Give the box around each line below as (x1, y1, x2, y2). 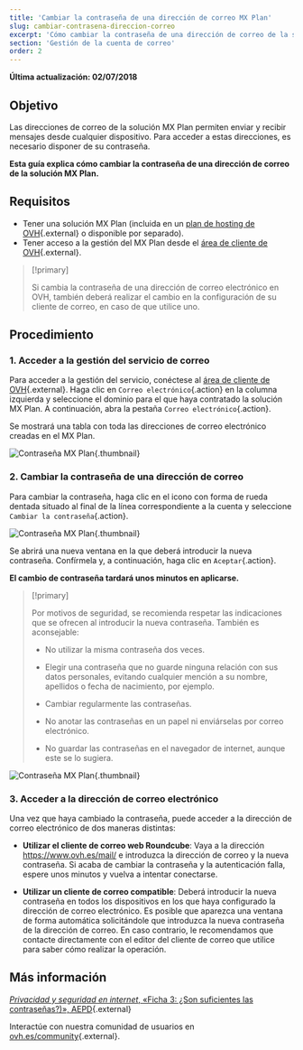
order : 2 (9, 47, 42, 56)
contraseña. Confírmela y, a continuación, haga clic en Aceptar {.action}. (9, 554, 277, 565)
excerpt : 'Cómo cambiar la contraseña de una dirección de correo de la (9, 30, 289, 39)
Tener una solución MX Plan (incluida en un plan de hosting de (22, 218, 255, 228)
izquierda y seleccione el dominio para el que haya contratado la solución (9, 394, 282, 404)
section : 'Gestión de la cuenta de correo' (9, 38, 176, 48)
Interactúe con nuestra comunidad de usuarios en (9, 1021, 196, 1032)
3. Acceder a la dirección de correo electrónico (9, 792, 219, 804)
